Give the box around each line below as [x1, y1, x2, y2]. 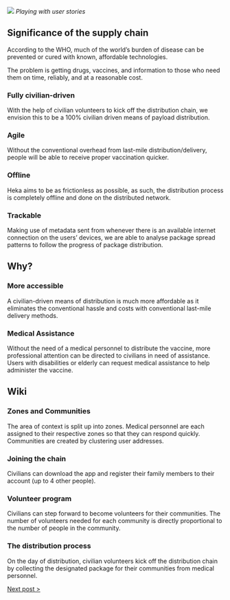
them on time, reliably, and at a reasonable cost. [7, 73, 143, 82]
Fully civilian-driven [7, 90, 76, 100]
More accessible [7, 281, 64, 291]
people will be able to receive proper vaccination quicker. [7, 153, 170, 161]
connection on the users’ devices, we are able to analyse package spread [7, 233, 216, 242]
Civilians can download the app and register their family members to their [7, 469, 215, 477]
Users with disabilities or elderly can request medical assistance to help [7, 358, 210, 367]
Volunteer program [7, 494, 72, 503]
